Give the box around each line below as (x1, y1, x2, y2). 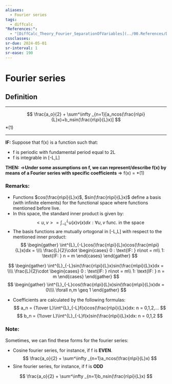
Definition (5, 93, 37, 101)
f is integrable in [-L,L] (12, 154, 60, 161)
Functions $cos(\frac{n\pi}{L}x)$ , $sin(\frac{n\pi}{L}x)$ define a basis (12, 194, 161, 200)
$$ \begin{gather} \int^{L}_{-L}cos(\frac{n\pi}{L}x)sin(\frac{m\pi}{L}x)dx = (7, 282, 165, 288)
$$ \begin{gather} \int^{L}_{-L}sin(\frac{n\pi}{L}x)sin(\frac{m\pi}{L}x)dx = (8, 263, 164, 269)
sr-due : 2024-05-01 (5, 41, 47, 46)
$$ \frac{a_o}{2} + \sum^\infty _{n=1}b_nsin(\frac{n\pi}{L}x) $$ (19, 373, 153, 379)
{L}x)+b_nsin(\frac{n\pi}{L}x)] (51, 116, 114, 123)
